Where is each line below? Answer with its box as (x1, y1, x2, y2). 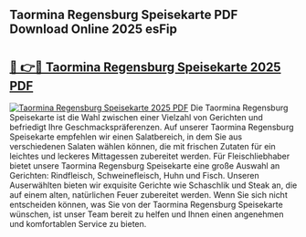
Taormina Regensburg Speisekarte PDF (9, 7, 238, 23)
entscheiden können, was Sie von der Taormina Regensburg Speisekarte (9, 200, 283, 210)
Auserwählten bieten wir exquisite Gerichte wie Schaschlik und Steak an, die (9, 180, 298, 191)
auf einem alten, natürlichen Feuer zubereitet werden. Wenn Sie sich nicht (9, 190, 288, 200)
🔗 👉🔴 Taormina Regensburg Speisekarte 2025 (9, 59, 281, 75)
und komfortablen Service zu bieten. (9, 219, 147, 229)
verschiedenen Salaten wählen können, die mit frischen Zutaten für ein (9, 141, 276, 151)
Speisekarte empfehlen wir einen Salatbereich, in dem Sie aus (9, 131, 243, 142)
